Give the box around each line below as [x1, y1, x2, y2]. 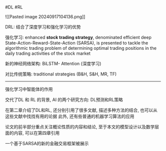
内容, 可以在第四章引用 [13, 130, 60, 136]
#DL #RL [5, 4, 23, 10]
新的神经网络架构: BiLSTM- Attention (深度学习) [5, 61, 102, 66]
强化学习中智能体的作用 [5, 86, 53, 92]
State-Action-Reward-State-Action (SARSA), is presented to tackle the [5, 40, 148, 46]
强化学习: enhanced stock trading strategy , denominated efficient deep [5, 35, 152, 40]
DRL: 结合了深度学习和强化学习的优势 [5, 24, 81, 30]
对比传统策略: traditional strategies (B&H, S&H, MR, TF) [5, 71, 117, 77]
